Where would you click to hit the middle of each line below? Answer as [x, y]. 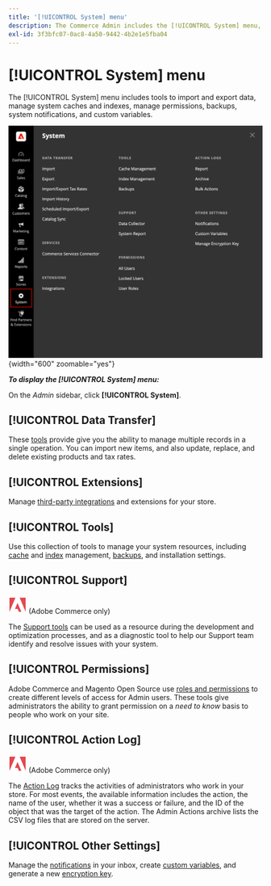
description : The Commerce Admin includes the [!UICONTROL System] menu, [135, 25]
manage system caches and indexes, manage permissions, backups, [123, 106]
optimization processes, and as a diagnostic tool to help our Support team [131, 635]
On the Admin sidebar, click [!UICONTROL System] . [95, 395]
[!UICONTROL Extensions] [76, 482]
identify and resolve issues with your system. [83, 644]
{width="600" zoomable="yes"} [62, 363]
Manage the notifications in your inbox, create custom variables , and [122, 865]
